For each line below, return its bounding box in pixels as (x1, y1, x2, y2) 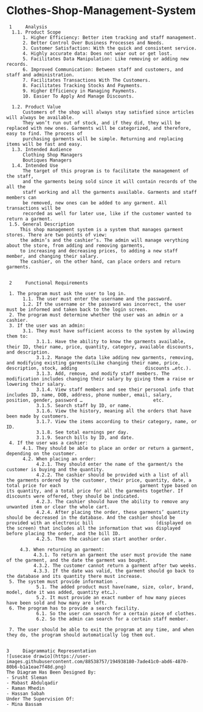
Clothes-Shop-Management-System (6, 4, 196, 18)
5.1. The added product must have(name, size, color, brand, (36, 583, 194, 590)
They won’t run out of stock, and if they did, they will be (22, 119, 181, 126)
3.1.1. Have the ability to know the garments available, (36, 338, 187, 344)
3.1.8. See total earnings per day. (36, 429, 129, 435)
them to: (6, 333, 29, 339)
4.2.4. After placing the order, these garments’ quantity (36, 509, 189, 515)
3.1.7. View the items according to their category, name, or (36, 418, 198, 424)
